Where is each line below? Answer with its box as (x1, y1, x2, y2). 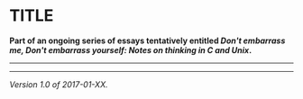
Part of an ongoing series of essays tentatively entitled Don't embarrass (9, 35, 286, 46)
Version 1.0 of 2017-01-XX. (9, 78, 108, 90)
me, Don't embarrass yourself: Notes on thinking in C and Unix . (9, 44, 252, 55)
